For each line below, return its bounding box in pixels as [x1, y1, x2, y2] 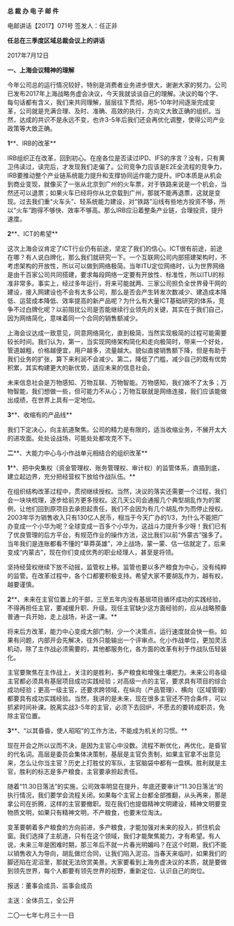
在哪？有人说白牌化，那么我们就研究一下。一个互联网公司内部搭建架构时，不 [7, 253, 227, 261]
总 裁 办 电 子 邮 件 [7, 7, 59, 15]
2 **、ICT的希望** [7, 230, 58, 237]
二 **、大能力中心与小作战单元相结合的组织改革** [7, 449, 148, 457]
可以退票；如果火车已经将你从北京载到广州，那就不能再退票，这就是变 [19, 189, 221, 197]
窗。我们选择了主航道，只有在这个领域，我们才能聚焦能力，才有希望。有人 [7, 832, 221, 840]
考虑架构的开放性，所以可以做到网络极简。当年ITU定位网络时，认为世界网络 [7, 262, 225, 270]
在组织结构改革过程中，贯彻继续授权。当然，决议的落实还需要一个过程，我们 [7, 487, 227, 495]
